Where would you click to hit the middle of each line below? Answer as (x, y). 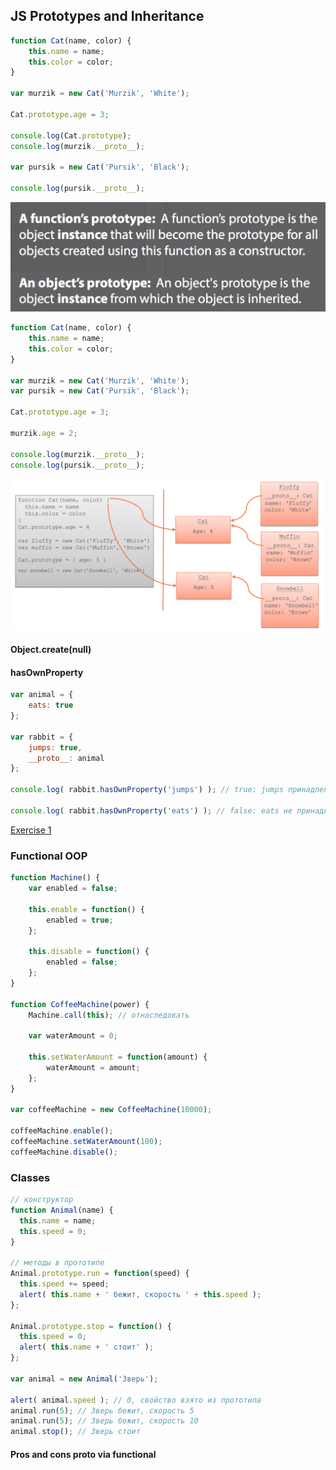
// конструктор (42, 1200)
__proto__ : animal (66, 758)
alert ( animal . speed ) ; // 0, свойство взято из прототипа (136, 1400)
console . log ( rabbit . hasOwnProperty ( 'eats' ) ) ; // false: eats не (151, 810)
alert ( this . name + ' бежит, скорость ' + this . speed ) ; (140, 1294)
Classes (30, 1177)
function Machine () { (55, 878)
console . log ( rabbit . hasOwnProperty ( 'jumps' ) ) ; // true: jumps (147, 790)
